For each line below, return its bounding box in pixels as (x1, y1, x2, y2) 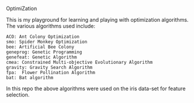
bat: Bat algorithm (6, 75, 54, 81)
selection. (6, 91, 30, 98)
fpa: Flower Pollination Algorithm (6, 70, 95, 75)
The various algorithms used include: (6, 23, 95, 29)
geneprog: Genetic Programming (6, 49, 82, 55)
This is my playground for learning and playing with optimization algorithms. (6, 16, 189, 23)
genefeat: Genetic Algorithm (6, 54, 77, 60)
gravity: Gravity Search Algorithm (6, 64, 93, 70)
